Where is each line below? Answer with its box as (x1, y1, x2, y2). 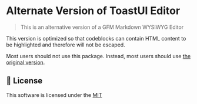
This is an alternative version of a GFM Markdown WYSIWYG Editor (20, 24, 184, 31)
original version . (6, 59, 45, 66)
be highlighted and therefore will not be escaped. (6, 41, 125, 48)
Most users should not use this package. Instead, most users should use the (6, 52, 191, 59)
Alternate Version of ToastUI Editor (6, 4, 181, 18)
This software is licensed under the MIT (6, 91, 102, 98)
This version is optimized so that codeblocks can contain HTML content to (6, 35, 186, 42)
